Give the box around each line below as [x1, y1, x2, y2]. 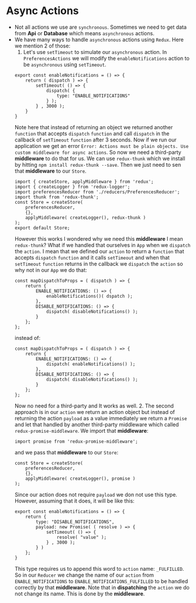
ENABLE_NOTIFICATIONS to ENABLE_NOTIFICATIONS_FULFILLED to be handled [14, 577, 188, 585]
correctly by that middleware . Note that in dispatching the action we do [14, 584, 190, 591]
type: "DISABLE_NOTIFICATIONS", [36, 518, 115, 525]
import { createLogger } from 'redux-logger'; [14, 184, 130, 190]
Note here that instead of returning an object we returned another [14, 123, 173, 130]
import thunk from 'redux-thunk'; [14, 194, 99, 200]
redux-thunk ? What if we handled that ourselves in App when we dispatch [14, 241, 191, 248]
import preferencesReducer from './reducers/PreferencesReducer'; [14, 189, 180, 195]
